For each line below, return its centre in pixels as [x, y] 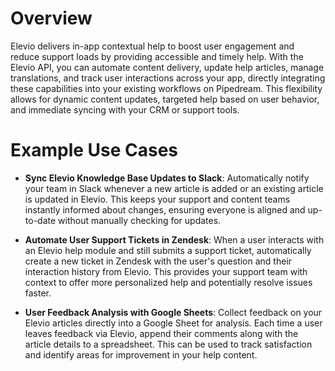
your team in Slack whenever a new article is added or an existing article [174, 188]
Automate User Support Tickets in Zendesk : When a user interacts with [174, 239]
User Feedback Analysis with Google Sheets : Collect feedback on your [173, 312]
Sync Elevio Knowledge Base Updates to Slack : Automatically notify [167, 178]
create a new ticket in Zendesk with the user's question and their [158, 261]
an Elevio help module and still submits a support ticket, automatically [168, 250]
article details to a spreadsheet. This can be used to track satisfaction [168, 344]
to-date [40, 220]
